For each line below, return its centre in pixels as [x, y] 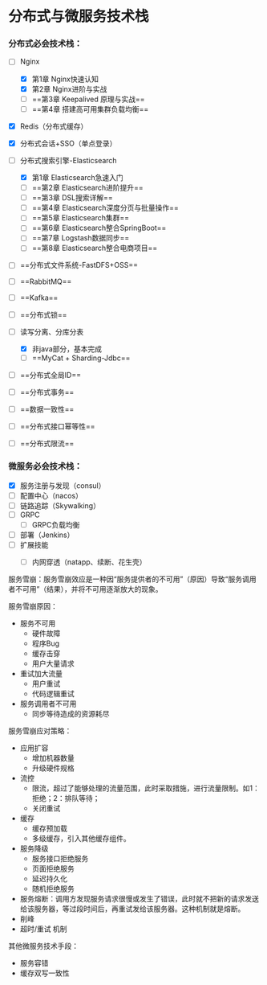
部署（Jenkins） [47, 535]
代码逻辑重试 [53, 694]
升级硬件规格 [53, 768]
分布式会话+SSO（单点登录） [68, 143]
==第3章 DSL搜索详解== [73, 198]
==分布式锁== [43, 314]
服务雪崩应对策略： [40, 731]
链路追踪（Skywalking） [60, 505]
